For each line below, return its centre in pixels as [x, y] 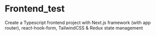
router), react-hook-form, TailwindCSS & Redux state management [74, 27]
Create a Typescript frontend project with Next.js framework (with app [78, 22]
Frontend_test [35, 9]
